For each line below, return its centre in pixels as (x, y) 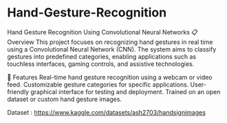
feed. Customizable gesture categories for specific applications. (98, 85)
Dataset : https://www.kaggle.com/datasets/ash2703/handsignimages (107, 112)
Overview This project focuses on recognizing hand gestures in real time (110, 42)
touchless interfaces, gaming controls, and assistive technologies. (101, 64)
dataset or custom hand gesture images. (65, 99)
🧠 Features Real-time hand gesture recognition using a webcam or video (110, 77)
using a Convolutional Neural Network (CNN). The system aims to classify (112, 49)
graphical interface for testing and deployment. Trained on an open (126, 91)
